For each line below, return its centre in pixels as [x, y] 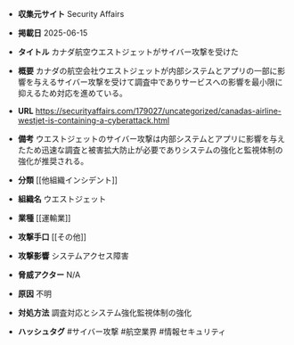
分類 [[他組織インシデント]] [68, 180]
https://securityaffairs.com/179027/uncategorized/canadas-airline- [159, 111]
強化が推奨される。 [53, 161]
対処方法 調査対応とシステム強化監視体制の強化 [105, 312]
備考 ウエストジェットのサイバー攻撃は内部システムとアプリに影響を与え [151, 139]
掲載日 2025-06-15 [53, 33]
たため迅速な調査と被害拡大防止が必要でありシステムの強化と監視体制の [150, 150]
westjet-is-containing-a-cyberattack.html [94, 120]
